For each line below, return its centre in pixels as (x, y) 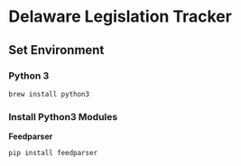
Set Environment (56, 50)
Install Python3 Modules (63, 116)
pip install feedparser (53, 153)
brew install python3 (49, 94)
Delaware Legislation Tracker (120, 17)
